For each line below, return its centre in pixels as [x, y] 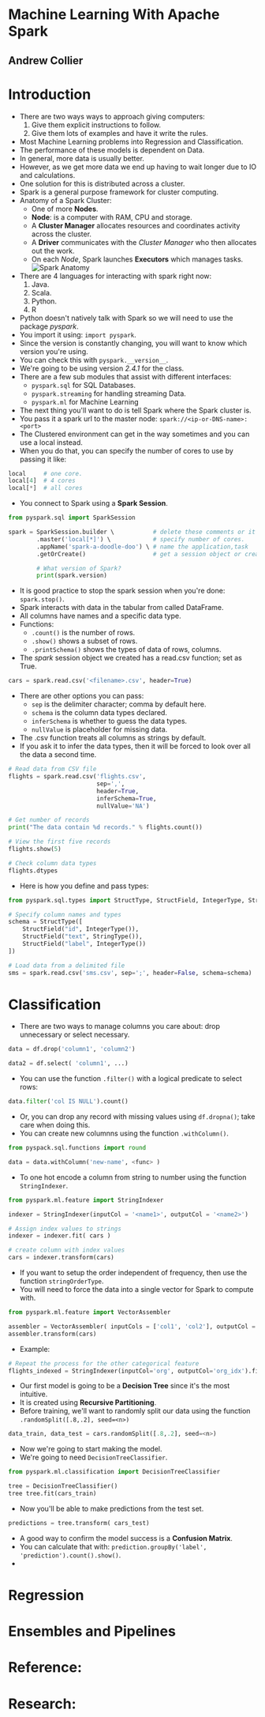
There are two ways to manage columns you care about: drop [120, 1026]
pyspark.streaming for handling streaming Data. [109, 393]
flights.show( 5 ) [35, 849]
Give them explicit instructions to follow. [96, 125]
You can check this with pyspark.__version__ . [94, 360]
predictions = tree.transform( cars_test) [79, 1523]
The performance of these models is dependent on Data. [112, 150]
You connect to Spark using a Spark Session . [93, 503]
